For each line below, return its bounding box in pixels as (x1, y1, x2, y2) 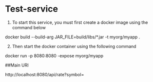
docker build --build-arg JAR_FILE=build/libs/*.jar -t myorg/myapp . (5, 34, 140, 40)
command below (12, 24, 46, 30)
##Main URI (5, 62, 29, 68)
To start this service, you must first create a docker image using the (12, 19, 148, 25)
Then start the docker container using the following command (12, 43, 136, 49)
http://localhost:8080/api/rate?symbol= (5, 71, 84, 77)
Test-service (5, 3, 58, 15)
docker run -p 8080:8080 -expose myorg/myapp (5, 52, 104, 59)
